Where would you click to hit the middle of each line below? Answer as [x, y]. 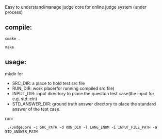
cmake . [13, 38]
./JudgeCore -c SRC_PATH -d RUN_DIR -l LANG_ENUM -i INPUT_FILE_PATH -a [82, 127]
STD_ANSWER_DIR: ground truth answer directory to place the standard [84, 104]
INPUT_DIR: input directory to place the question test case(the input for [83, 93]
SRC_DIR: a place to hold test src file [49, 83]
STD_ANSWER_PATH [21, 131]
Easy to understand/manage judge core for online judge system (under [76, 7]
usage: [16, 62]
